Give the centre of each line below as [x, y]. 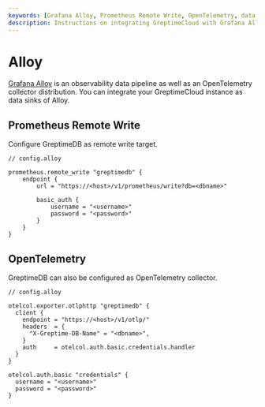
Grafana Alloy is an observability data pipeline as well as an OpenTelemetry [130, 84]
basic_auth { [58, 200]
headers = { [44, 327]
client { [30, 313]
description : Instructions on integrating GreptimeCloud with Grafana [127, 23]
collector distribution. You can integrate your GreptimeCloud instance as [125, 92]
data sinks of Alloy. [39, 100]
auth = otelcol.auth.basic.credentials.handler [109, 348]
